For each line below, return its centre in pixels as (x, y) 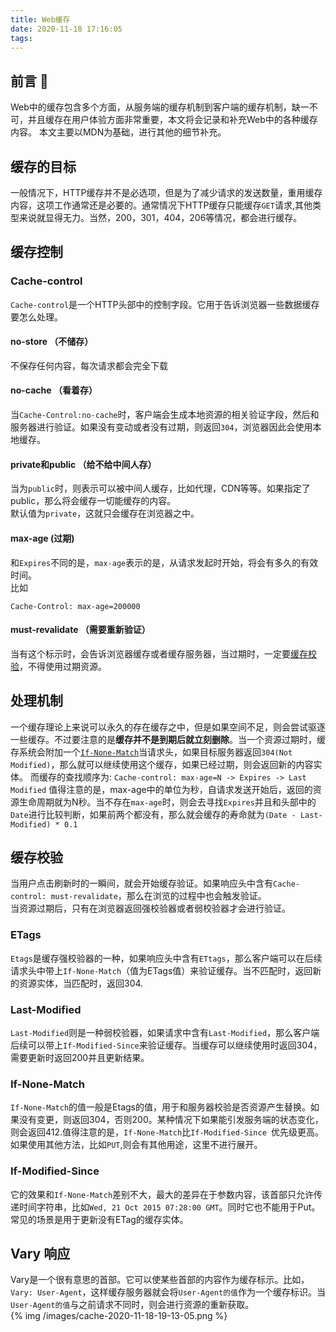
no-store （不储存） (52, 342)
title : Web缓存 (40, 19)
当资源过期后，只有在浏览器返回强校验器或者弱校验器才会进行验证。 (150, 908)
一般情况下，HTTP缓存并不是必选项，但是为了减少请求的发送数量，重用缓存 (166, 192)
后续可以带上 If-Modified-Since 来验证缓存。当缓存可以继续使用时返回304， (166, 1045)
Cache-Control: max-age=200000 (75, 606)
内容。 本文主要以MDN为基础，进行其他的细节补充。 (118, 132)
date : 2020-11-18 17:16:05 (66, 29)
